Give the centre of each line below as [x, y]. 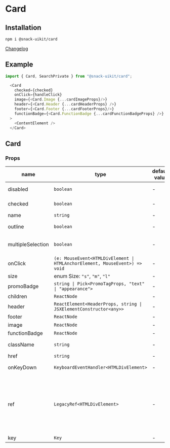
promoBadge [23, 286]
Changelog [17, 48]
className [21, 344]
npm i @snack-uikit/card [31, 39]
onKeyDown [22, 367]
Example [19, 65]
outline [16, 227]
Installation [23, 28]
